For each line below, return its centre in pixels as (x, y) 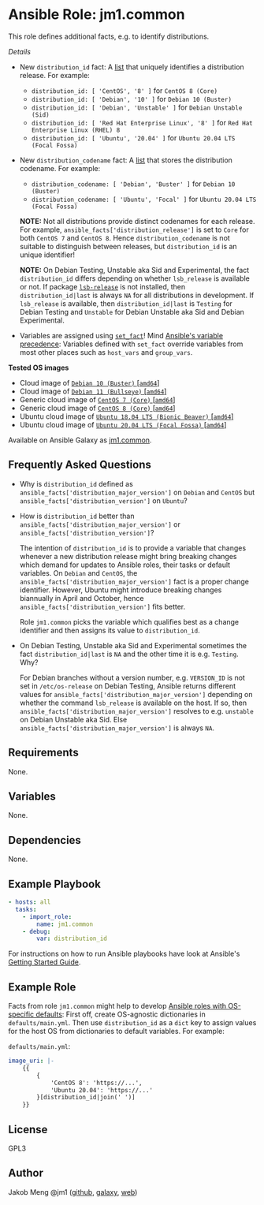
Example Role (42, 987)
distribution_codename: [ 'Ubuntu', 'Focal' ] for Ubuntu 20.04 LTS (144, 199)
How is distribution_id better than (77, 516)
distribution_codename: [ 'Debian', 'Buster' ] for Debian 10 (133, 184)
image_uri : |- (32, 1061)
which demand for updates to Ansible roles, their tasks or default (125, 565)
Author (26, 1173)
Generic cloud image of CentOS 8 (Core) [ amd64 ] (97, 408)
